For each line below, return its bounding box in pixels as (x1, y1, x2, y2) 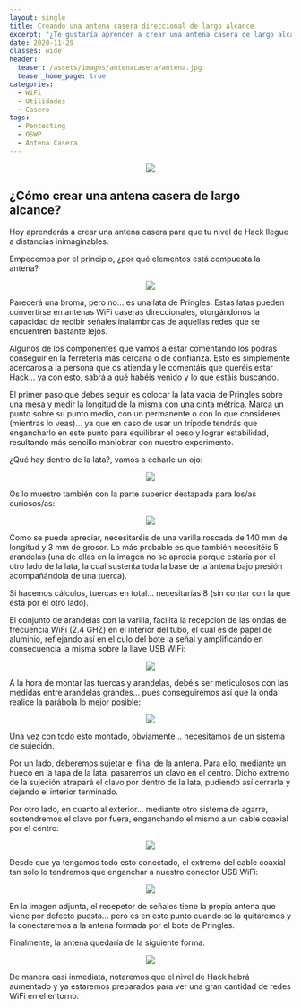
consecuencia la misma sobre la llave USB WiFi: (9, 643, 186, 653)
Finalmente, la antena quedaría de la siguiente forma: (9, 937, 206, 948)
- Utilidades (17, 96, 66, 106)
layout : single (9, 13, 66, 22)
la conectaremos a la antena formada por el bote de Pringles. (9, 919, 236, 930)
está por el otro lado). (9, 597, 90, 608)
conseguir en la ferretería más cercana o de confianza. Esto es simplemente (9, 352, 291, 364)
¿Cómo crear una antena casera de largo (9, 188, 241, 204)
